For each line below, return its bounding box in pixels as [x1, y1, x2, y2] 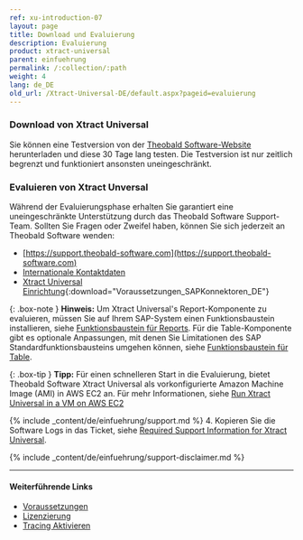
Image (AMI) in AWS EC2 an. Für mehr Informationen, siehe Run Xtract [9, 388, 271, 399]
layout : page [9, 22, 59, 31]
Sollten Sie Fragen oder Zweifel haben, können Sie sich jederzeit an [34, 220, 286, 231]
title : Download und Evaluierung [9, 30, 135, 39]
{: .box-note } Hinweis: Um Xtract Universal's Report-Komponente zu [9, 303, 268, 314]
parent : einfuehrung [9, 55, 87, 64]
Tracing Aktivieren [22, 520, 91, 531]
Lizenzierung [22, 511, 71, 522]
